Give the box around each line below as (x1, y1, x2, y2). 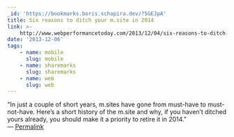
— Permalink (7, 122, 44, 131)
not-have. (7, 108, 36, 116)
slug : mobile (25, 56, 64, 63)
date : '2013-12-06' (7, 36, 64, 43)
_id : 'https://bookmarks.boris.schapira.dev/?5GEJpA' (7, 10, 167, 17)
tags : (7, 42, 23, 49)
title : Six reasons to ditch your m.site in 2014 (7, 17, 155, 24)
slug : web (25, 81, 54, 88)
